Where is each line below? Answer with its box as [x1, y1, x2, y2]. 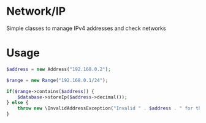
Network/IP [6, 4, 66, 18]
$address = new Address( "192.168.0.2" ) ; [6, 66, 112, 72]
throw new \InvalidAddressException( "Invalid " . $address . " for [17, 105, 193, 111]
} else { [6, 100, 29, 106]
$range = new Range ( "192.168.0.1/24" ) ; [6, 77, 109, 83]
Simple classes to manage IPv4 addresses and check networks [6, 24, 167, 32]
